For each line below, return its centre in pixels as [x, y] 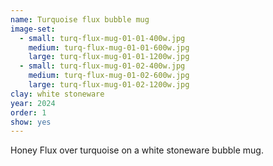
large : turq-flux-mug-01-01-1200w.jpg [109, 57]
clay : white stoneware [57, 94]
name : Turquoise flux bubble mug [80, 19]
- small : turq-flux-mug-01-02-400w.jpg [102, 66]
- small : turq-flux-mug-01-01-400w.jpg [102, 38]
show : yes [31, 122]
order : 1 [28, 112]
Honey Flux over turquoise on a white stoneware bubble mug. [137, 150]
